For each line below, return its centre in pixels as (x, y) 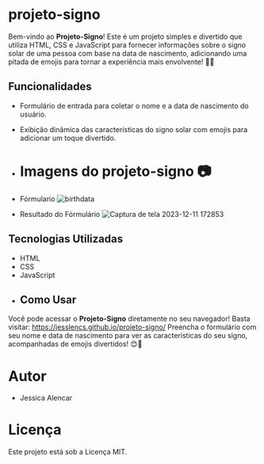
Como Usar (48, 300)
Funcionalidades (50, 87)
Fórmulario (37, 199)
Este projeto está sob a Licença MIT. (68, 452)
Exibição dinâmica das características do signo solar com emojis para (134, 129)
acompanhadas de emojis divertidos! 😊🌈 (75, 344)
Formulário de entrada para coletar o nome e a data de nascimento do (134, 105)
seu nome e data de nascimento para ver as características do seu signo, (128, 336)
